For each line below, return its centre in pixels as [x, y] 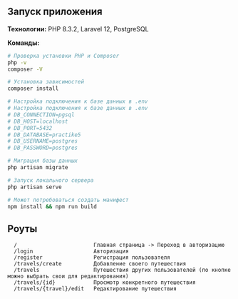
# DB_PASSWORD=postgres [43, 148]
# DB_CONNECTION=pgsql [41, 115]
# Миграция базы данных [43, 161]
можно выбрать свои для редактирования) [68, 277]
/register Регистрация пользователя [92, 258]
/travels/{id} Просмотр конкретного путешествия [105, 283]
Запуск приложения [55, 12]
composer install [33, 88]
